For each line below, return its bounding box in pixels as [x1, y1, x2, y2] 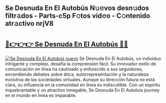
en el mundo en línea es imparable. [5, 93, 77, 98]
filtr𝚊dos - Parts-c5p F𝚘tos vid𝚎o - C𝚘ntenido [5, 12, 150, 20]
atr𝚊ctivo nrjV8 [5, 19, 54, 28]
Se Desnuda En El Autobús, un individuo [79, 55, 161, 61]
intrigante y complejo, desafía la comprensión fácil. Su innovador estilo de [5, 61, 156, 66]
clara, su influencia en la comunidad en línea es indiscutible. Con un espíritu [5, 82, 161, 88]
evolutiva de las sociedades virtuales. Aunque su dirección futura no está [5, 77, 155, 82]
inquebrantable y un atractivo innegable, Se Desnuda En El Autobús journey [5, 87, 160, 93]
